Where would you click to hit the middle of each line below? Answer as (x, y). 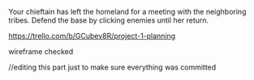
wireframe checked (41, 51)
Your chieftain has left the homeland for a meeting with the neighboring (127, 12)
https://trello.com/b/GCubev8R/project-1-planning (92, 36)
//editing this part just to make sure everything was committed (112, 67)
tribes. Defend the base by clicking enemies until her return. (109, 20)
